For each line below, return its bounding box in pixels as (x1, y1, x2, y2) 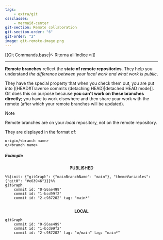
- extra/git (14, 12, 38, 16)
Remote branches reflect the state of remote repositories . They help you (5, 66, 153, 72)
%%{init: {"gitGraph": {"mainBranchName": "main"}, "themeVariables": (5, 174, 151, 179)
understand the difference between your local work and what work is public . (5, 71, 158, 76)
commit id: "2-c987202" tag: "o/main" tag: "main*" (14, 230, 120, 235)
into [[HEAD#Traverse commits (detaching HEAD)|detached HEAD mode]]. (5, 85, 154, 91)
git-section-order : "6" (5, 30, 53, 34)
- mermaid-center (14, 20, 49, 26)
